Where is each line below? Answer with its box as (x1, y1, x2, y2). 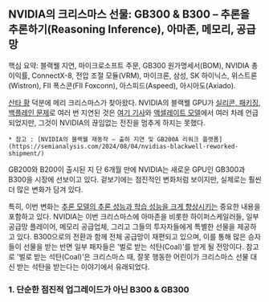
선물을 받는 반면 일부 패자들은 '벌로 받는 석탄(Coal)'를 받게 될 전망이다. (22, 242, 245, 251)
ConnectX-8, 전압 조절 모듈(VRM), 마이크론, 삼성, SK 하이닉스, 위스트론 (31, 71, 258, 80)
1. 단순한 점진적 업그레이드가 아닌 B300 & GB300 (8, 284, 190, 295)
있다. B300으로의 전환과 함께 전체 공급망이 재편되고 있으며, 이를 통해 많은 (16, 231, 247, 241)
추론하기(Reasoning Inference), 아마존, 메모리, (8, 22, 234, 36)
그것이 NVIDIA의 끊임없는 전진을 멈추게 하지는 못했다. (38, 117, 206, 127)
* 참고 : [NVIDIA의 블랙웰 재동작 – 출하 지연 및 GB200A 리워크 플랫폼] (8, 135, 223, 143)
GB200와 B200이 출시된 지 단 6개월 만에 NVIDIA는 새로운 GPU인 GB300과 (8, 164, 246, 174)
